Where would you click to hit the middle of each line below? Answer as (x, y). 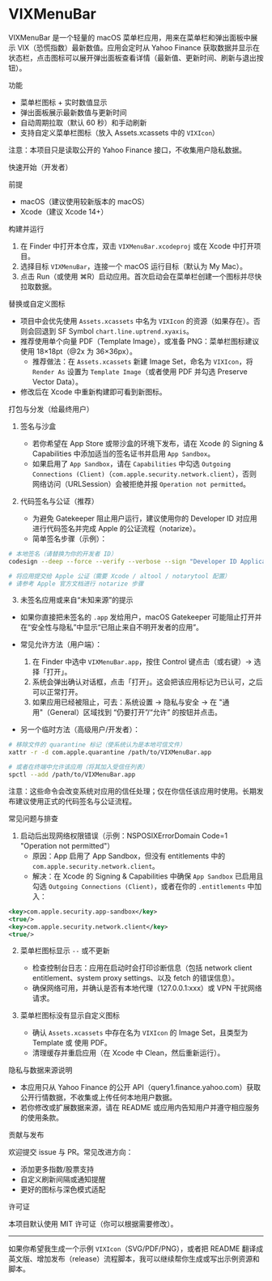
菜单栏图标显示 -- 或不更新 (65, 951)
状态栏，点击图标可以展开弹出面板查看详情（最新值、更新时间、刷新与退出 (132, 57)
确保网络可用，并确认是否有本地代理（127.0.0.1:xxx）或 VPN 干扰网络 (147, 988)
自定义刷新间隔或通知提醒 (63, 1180)
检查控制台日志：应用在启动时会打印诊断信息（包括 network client (142, 968)
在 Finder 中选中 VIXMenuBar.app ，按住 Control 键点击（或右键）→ (142, 662)
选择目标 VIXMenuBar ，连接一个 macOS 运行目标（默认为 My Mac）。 (133, 266)
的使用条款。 (41, 1117)
